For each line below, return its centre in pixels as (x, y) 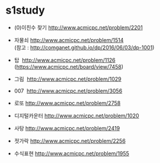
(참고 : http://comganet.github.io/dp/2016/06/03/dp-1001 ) (84, 47)
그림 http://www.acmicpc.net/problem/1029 (68, 79)
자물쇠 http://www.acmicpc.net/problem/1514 (69, 40)
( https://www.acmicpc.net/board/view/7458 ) (69, 66)
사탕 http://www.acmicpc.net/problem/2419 (67, 128)
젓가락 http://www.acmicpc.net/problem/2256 (70, 140)
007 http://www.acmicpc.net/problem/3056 (68, 91)
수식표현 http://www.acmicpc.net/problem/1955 (72, 153)
